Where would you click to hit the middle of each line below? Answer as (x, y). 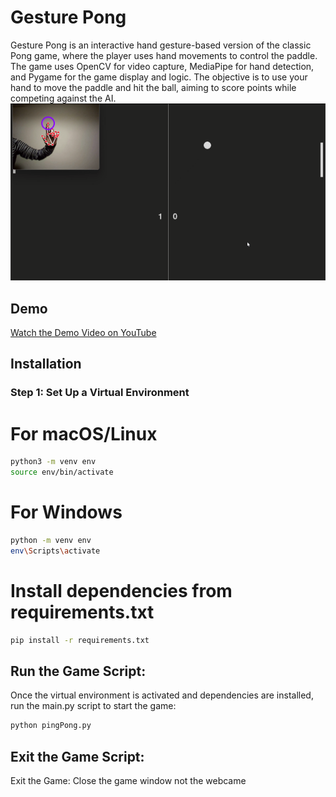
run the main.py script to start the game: (93, 706)
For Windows (66, 512)
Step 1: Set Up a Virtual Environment (100, 393)
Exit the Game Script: (77, 756)
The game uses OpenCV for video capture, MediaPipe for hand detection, (162, 66)
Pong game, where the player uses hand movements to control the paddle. (164, 55)
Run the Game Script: (78, 671)
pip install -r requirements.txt (80, 640)
